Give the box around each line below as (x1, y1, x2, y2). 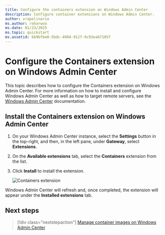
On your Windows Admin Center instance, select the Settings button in (12, 133, 156, 139)
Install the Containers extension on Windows (5, 113, 146, 121)
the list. (12, 158, 27, 164)
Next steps (5, 206, 39, 215)
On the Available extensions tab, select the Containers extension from (12, 153, 157, 159)
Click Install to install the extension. (12, 168, 84, 174)
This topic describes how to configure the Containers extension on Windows (5, 82, 161, 88)
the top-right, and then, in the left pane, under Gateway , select (12, 138, 140, 144)
